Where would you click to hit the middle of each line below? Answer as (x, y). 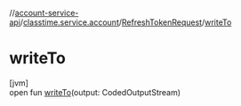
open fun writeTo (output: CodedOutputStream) (95, 92)
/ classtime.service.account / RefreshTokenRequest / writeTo (126, 22)
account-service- (47, 13)
